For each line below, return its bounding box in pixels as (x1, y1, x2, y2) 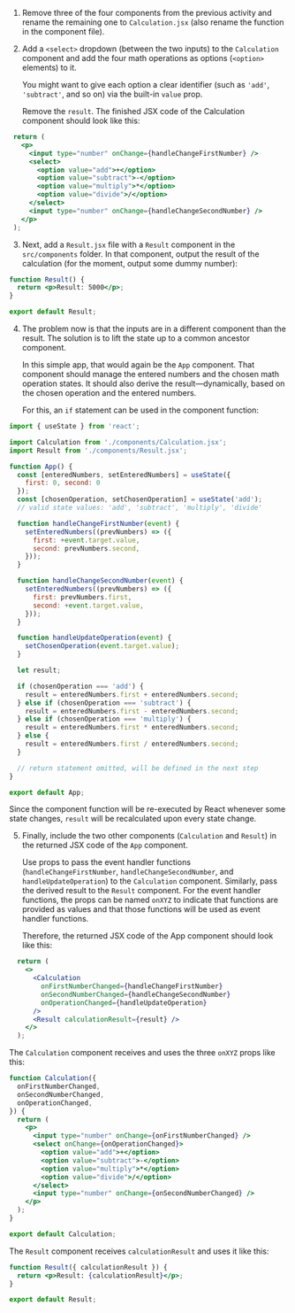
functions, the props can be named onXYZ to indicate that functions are (21, 894, 279, 906)
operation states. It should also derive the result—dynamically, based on (21, 378, 285, 389)
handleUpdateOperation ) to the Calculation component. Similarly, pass (21, 876, 278, 886)
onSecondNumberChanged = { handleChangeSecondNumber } (41, 990, 231, 999)
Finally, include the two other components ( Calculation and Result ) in (21, 830, 276, 841)
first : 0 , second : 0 (25, 478, 101, 488)
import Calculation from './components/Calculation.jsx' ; (9, 437, 227, 446)
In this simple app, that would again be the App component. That (21, 359, 255, 370)
